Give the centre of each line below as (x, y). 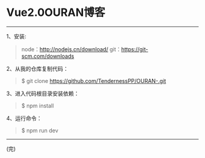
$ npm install (38, 106)
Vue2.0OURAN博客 (56, 13)
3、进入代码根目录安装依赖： (43, 93)
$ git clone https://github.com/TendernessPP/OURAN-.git (94, 81)
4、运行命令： (24, 118)
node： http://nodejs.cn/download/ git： (71, 49)
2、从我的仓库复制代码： (38, 68)
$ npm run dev (40, 130)
